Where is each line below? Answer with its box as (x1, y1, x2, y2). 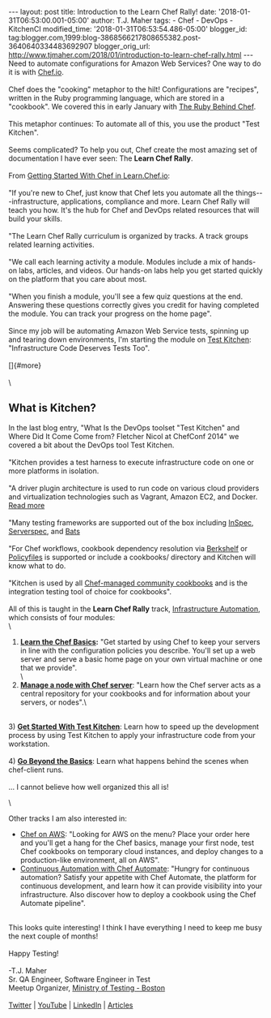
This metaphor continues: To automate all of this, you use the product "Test (8, 119, 260, 128)
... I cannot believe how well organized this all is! (8, 782, 169, 792)
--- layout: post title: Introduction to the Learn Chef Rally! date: (8, 7, 217, 16)
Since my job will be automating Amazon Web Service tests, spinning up (8, 326, 249, 335)
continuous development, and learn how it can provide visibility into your (19, 881, 263, 891)
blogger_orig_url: (94, 41, 151, 51)
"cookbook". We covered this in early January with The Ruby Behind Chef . (8, 101, 256, 111)
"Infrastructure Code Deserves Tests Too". (8, 343, 150, 352)
